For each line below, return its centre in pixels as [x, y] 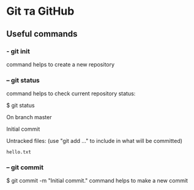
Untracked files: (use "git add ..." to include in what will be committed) [94, 141]
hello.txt [19, 152]
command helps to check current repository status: [71, 93]
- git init [18, 51]
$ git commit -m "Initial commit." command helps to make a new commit [97, 181]
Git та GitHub [40, 11]
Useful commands [42, 34]
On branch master [29, 117]
